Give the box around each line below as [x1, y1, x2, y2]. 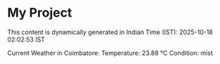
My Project [7, 5, 72, 21]
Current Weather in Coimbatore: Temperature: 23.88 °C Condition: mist [7, 49, 213, 57]
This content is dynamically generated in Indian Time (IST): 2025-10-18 [7, 28, 213, 36]
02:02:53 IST [7, 35, 46, 43]
